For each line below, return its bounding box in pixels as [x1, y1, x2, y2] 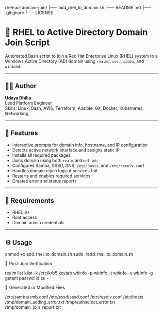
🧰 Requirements [5, 197, 54, 205]
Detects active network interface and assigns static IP [12, 147, 120, 153]
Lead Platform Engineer [5, 100, 52, 106]
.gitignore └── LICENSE [5, 10, 53, 16]
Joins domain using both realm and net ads [12, 157, 98, 163]
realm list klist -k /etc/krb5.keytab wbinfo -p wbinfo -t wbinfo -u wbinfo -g [5, 270, 153, 276]
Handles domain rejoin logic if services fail [12, 167, 97, 173]
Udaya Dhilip [5, 95, 32, 100]
